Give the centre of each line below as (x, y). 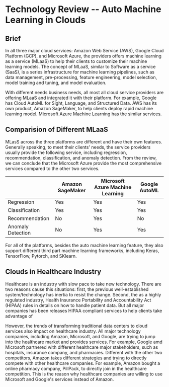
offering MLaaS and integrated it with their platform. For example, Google (81, 98)
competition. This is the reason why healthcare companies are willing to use (84, 374)
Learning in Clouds (46, 20)
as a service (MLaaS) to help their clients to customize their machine (76, 61)
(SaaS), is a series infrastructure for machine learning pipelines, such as (80, 72)
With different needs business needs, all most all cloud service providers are (84, 92)
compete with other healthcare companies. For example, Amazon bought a (83, 363)
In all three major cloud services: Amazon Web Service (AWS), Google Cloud (84, 51)
